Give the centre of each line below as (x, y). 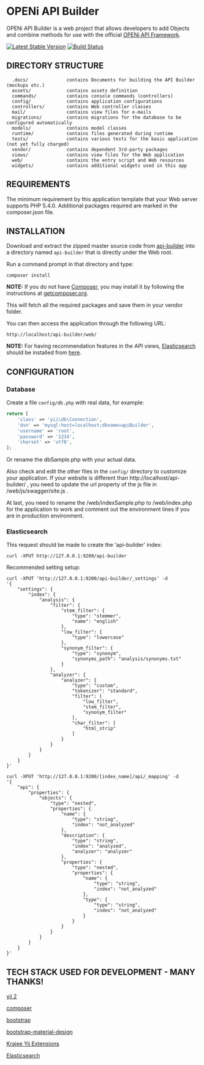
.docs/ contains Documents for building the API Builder (104, 80)
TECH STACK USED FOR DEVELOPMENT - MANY (101, 972)
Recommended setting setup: (43, 568)
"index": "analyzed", (99, 846)
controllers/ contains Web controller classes (82, 106)
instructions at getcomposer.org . (47, 293)
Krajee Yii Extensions (33, 1044)
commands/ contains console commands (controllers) (93, 96)
